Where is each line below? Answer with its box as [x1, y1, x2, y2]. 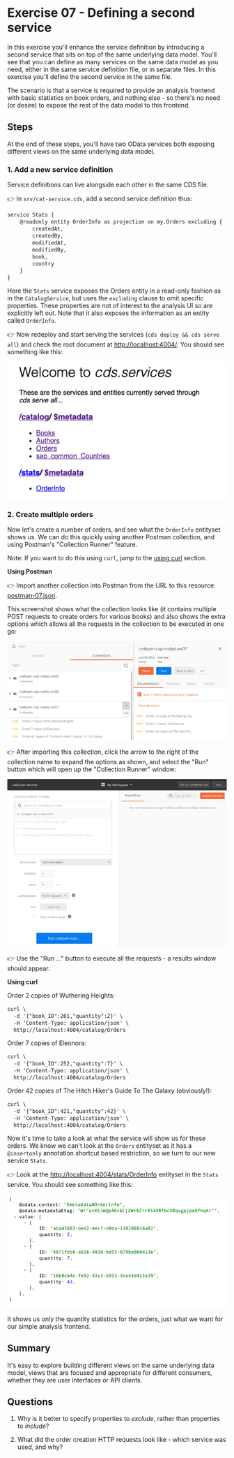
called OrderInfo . [7, 316, 56, 325]
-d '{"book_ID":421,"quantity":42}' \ [13, 1108, 127, 1115]
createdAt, [32, 226, 64, 233]
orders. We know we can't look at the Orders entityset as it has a [7, 1142, 192, 1150]
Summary [7, 1343, 51, 1355]
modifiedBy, [32, 247, 68, 254]
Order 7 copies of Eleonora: [7, 1039, 87, 1047]
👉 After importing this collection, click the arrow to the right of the [7, 748, 199, 756]
